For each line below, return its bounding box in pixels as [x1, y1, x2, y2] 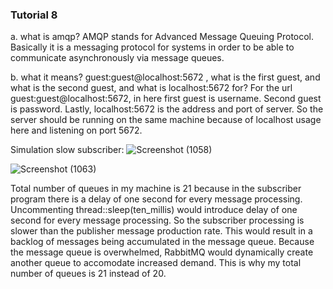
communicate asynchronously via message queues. [10, 52, 225, 64]
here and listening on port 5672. [10, 124, 143, 137]
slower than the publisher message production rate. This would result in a [10, 225, 313, 237]
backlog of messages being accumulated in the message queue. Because [10, 236, 315, 248]
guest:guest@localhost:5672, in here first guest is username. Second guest [10, 93, 322, 105]
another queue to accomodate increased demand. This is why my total [10, 257, 302, 269]
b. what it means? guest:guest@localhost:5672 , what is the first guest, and [10, 71, 321, 83]
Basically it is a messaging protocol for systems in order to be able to [10, 41, 295, 53]
